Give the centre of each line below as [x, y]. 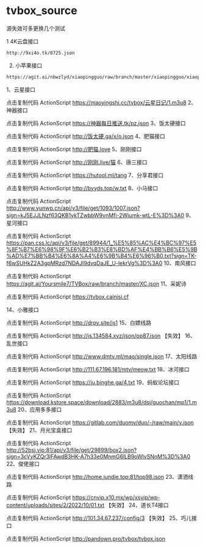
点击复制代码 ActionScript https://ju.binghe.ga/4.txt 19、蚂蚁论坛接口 [93, 382]
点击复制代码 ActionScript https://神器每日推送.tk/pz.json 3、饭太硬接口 [96, 123]
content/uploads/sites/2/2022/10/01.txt [56, 505]
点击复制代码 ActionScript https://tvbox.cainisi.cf [68, 297]
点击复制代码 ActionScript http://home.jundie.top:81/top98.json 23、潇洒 [97, 476]
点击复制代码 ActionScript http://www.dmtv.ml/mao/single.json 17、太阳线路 [102, 356]
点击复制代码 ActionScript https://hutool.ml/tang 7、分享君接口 [85, 175]
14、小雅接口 [23, 309]
